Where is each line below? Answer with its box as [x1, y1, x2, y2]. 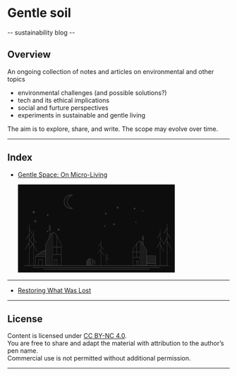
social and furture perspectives [17, 104, 109, 112]
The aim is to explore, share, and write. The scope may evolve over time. [7, 125, 219, 133]
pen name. [7, 346, 39, 355]
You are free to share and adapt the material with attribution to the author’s [7, 339, 224, 348]
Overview [7, 49, 51, 61]
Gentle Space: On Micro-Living [17, 170, 108, 179]
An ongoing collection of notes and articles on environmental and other [7, 67, 214, 75]
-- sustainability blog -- [7, 28, 75, 37]
